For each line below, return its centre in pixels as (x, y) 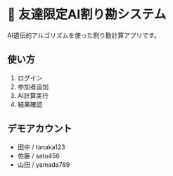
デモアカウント (40, 128)
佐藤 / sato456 (38, 156)
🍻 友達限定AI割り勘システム (87, 14)
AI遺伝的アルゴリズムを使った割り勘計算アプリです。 (84, 35)
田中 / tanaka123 (41, 147)
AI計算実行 (33, 95)
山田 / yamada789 (44, 164)
